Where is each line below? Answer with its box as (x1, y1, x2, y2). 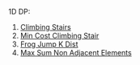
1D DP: (8, 7, 31, 16)
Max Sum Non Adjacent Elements (19, 48, 132, 57)
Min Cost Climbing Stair (19, 31, 100, 40)
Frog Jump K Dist (19, 39, 78, 49)
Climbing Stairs (19, 22, 71, 31)
